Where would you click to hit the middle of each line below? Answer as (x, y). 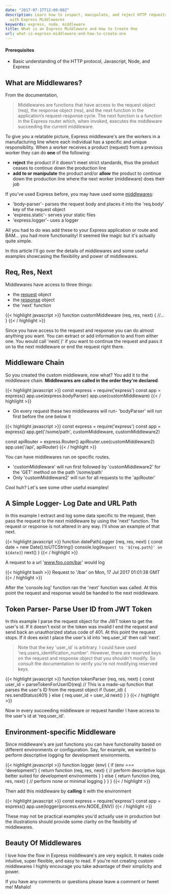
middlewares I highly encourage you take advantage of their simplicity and (83, 866)
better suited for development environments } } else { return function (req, (83, 776)
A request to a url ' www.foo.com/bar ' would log (55, 562)
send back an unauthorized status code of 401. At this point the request (80, 632)
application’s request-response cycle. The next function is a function (90, 116)
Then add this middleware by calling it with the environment (68, 791)
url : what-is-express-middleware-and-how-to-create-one (66, 34)
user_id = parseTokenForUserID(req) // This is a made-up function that (79, 685)
